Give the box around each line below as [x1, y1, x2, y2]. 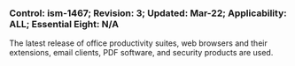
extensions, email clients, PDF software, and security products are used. [9, 48, 274, 58]
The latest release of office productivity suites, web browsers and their [9, 38, 268, 48]
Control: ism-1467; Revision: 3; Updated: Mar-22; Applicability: [9, 7, 287, 19]
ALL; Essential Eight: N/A [9, 18, 120, 30]
